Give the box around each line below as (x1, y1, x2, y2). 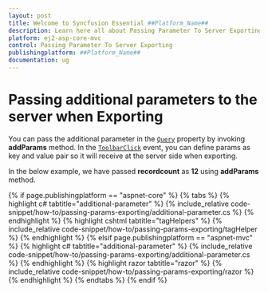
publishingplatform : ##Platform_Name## (8, 49, 141, 57)
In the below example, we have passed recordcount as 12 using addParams (8, 166, 259, 176)
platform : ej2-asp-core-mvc (8, 34, 102, 42)
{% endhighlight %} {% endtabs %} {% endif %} (8, 275, 167, 284)
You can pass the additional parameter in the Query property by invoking (8, 133, 246, 144)
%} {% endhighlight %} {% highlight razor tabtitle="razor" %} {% (8, 258, 223, 267)
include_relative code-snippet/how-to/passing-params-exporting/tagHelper (8, 224, 258, 234)
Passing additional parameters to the (8, 91, 258, 109)
